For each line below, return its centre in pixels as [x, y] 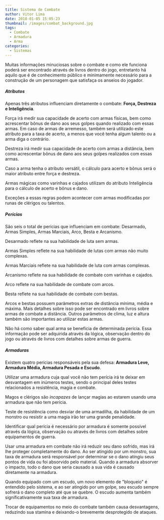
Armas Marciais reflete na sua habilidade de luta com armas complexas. [78, 265]
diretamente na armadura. [31, 473]
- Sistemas [21, 50]
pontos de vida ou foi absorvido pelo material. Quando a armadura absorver [82, 462]
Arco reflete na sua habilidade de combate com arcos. [60, 284]
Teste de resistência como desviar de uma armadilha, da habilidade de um [80, 412]
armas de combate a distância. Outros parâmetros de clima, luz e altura [77, 314]
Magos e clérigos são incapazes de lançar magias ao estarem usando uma [81, 397]
